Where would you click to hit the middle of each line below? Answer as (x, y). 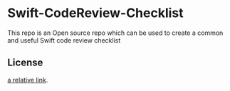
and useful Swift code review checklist (64, 40)
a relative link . (28, 80)
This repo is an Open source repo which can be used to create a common (115, 33)
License (25, 63)
